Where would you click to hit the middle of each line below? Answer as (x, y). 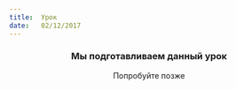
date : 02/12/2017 (45, 26)
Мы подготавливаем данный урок (149, 56)
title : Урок (33, 17)
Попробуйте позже (149, 75)
